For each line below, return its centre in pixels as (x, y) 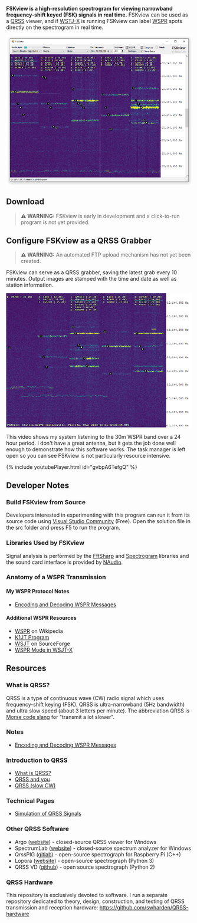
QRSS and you (32, 779)
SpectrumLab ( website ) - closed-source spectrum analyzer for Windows (103, 848)
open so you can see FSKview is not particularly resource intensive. (88, 455)
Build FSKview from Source (46, 502)
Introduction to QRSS (37, 760)
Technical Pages (30, 801)
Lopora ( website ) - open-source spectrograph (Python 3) (84, 860)
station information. (30, 285)
